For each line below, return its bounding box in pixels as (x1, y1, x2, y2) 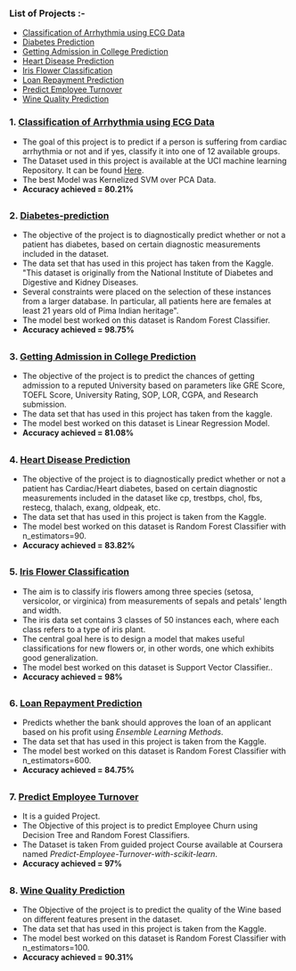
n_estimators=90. (21, 530, 87, 541)
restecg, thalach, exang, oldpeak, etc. (21, 502, 161, 513)
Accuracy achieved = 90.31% (21, 951, 134, 962)
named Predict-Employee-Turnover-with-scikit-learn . (21, 849, 218, 860)
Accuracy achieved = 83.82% (21, 539, 136, 550)
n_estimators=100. (21, 942, 90, 952)
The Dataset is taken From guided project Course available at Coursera (21, 839, 284, 850)
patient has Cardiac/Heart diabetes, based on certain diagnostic (21, 482, 259, 493)
